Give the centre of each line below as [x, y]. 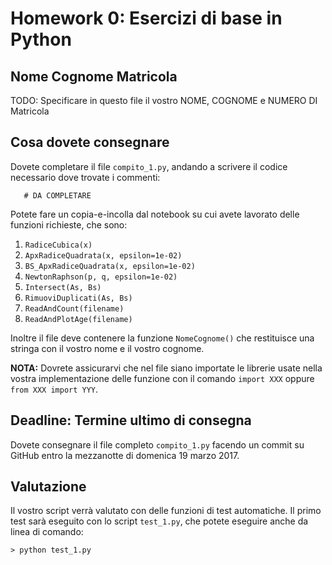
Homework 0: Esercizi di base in [146, 18]
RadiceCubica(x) [58, 245]
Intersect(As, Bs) [63, 287]
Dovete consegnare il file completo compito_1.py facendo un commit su [157, 444]
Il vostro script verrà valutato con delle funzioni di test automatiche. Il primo [166, 511]
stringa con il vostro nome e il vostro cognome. [107, 348]
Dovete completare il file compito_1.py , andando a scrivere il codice [149, 166]
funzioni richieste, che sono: [69, 224]
